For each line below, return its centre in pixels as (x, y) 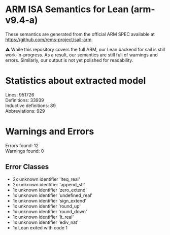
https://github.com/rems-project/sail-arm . (49, 40)
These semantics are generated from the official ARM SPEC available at (80, 34)
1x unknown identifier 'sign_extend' (49, 200)
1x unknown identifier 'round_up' (47, 206)
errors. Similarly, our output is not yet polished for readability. (69, 60)
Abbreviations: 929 (25, 111)
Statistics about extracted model (76, 81)
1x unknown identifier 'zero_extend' (50, 190)
